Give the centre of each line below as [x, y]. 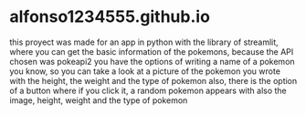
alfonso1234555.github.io [110, 17]
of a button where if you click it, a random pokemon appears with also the [148, 90]
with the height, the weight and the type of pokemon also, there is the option [153, 80]
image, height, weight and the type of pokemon [99, 100]
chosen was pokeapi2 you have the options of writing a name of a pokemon [152, 61]
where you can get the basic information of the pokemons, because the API [152, 51]
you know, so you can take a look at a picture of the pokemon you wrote [145, 71]
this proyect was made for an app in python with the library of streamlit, [144, 42]
